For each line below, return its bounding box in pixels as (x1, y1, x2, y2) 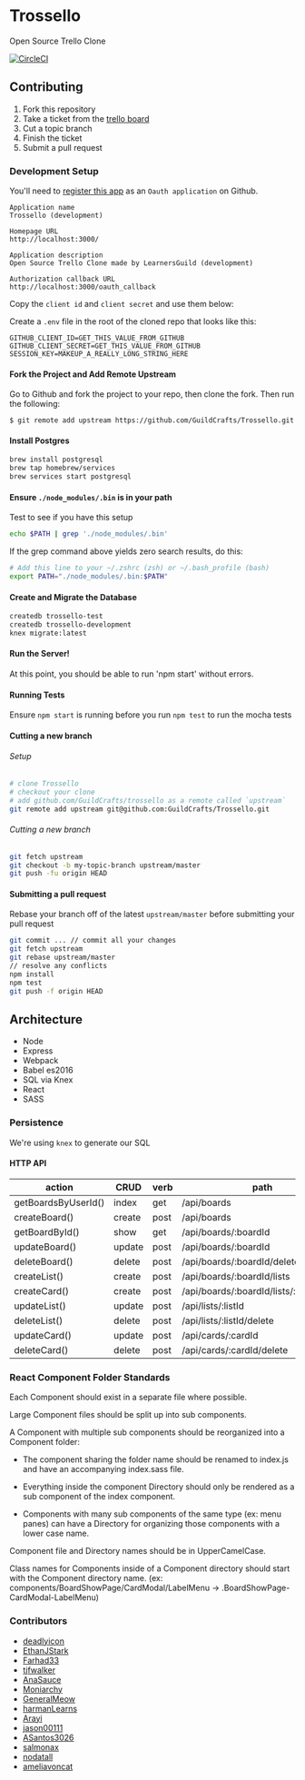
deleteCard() (14, 1343, 69, 1356)
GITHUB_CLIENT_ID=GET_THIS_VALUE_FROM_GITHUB (9, 333, 184, 343)
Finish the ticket (22, 133, 83, 143)
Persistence (9, 1116, 64, 1129)
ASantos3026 (22, 1732, 74, 1743)
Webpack (22, 1055, 59, 1066)
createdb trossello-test (9, 612, 103, 621)
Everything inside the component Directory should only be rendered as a (22, 1481, 295, 1492)
